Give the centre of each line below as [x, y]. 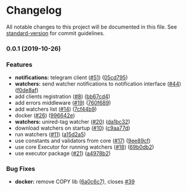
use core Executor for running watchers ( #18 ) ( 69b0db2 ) [84, 147]
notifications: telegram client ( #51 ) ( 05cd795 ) [71, 77]
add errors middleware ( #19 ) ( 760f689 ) [63, 103]
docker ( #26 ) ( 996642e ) [45, 115]
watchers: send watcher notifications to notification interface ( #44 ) [98, 84]
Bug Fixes [21, 169]
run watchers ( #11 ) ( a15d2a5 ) [50, 134]
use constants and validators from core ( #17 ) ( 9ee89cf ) [82, 141]
